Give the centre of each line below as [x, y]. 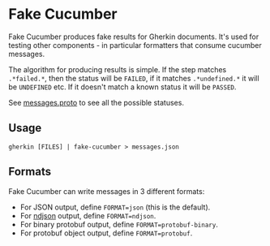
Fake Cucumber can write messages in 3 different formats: [107, 191]
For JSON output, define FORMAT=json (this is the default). [115, 207]
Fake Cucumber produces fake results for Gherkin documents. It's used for [134, 37]
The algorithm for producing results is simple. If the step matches [118, 69]
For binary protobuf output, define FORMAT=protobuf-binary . [119, 224]
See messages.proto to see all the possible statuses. [96, 102]
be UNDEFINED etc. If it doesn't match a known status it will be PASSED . [122, 87]
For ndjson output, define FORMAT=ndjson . [88, 215]
